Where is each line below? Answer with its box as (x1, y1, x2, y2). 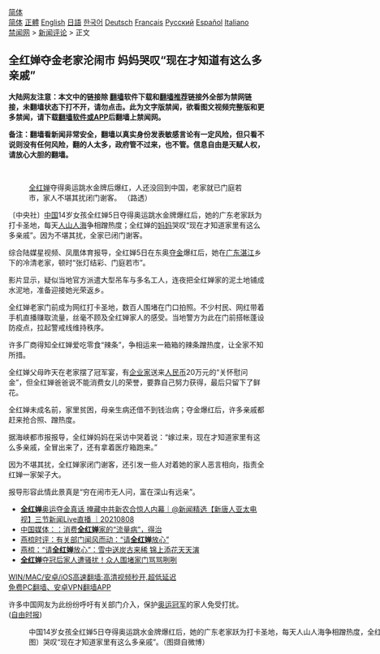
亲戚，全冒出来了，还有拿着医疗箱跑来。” (22, 442, 158, 452)
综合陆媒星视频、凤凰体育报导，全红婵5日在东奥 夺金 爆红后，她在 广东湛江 (8, 247, 255, 257)
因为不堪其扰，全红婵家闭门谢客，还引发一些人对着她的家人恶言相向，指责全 (8, 459, 265, 469)
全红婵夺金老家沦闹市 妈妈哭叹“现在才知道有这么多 (8, 54, 262, 67)
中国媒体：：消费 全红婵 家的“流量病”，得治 (19, 524, 162, 534)
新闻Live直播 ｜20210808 (48, 514, 135, 524)
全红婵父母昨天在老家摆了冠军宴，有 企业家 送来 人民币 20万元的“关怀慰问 (8, 367, 248, 376)
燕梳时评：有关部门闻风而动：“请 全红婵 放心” (19, 534, 170, 544)
